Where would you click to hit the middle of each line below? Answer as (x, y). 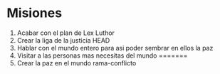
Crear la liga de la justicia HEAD (63, 40)
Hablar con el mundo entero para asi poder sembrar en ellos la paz (115, 48)
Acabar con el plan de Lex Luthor (66, 33)
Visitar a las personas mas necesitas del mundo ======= (102, 55)
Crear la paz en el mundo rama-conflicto (77, 63)
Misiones (34, 13)
